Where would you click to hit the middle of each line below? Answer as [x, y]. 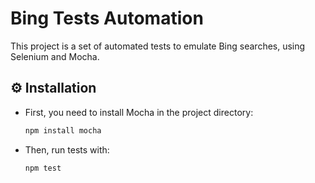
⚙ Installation [53, 88]
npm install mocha [63, 130]
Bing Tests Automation [107, 18]
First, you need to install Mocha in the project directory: [139, 112]
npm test [43, 168]
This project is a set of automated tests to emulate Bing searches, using [158, 46]
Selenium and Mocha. [55, 56]
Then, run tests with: [67, 149]
